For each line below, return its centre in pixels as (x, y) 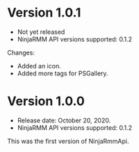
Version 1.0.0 (46, 101)
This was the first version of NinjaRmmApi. (68, 141)
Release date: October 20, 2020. (64, 120)
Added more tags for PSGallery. (63, 73)
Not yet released (41, 32)
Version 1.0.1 (44, 13)
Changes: (21, 53)
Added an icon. (39, 66)
